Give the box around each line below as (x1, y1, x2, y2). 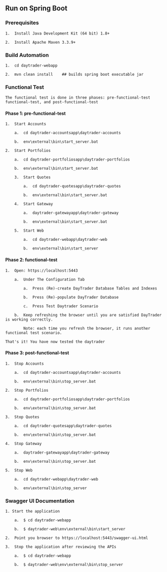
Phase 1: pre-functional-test (5, 110, 66, 116)
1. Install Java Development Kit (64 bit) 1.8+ (5, 30, 110, 36)
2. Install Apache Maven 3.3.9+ (5, 40, 76, 45)
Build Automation (5, 51, 49, 58)
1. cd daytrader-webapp (5, 63, 58, 68)
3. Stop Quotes (5, 414, 39, 420)
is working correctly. (5, 317, 53, 322)
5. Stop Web (5, 467, 33, 473)
